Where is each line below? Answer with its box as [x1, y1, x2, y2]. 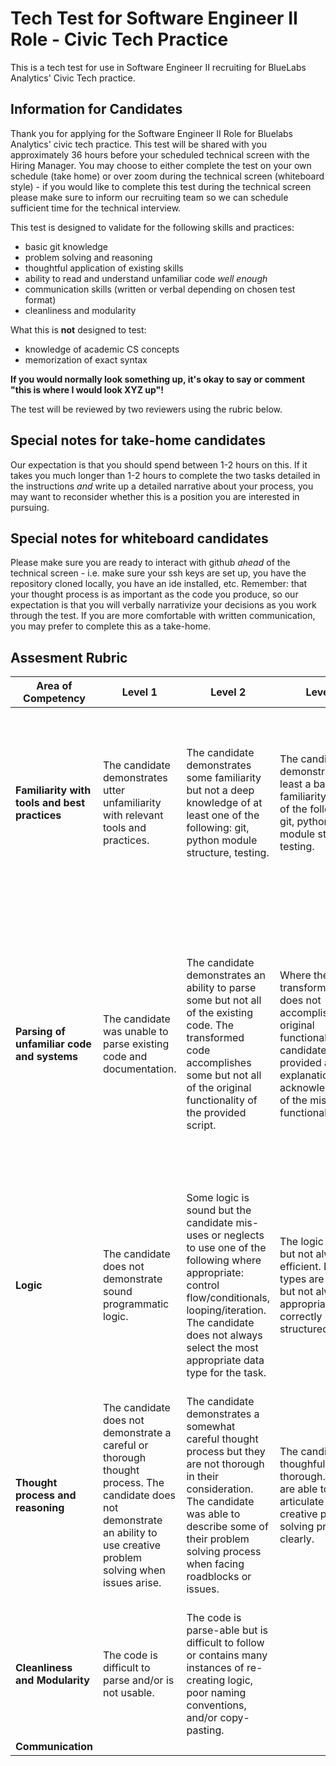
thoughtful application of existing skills [24, 262, 184, 274]
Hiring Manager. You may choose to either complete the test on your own [10, 159, 312, 171]
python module [186, 833, 258, 847]
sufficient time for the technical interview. [10, 202, 182, 214]
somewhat [186, 1420, 236, 1434]
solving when [102, 1563, 166, 1577]
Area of [36, 679, 73, 693]
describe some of [186, 1520, 269, 1534]
